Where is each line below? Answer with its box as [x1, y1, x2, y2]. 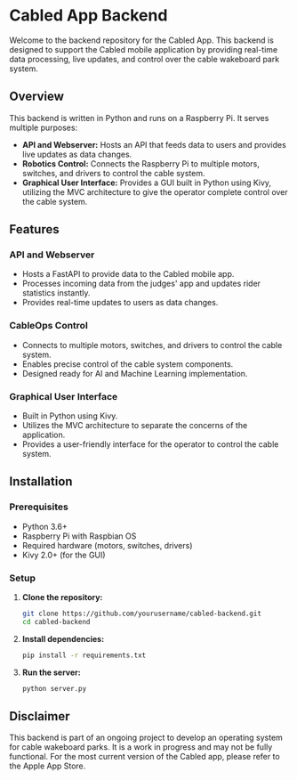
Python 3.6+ [21, 521, 68, 532]
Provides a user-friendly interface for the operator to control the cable [21, 439, 279, 450]
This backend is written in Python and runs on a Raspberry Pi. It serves [9, 112, 269, 123]
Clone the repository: [21, 592, 103, 603]
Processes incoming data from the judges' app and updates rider [21, 278, 261, 289]
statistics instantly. [21, 288, 91, 298]
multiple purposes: [9, 122, 78, 133]
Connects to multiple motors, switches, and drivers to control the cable [21, 339, 283, 350]
